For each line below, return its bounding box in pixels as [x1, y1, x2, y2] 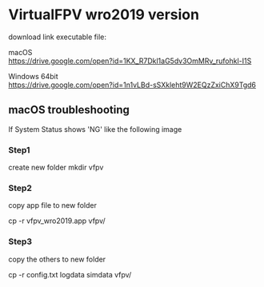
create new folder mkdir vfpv [8, 162, 104, 173]
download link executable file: [8, 32, 106, 42]
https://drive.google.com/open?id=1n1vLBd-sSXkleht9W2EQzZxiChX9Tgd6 [8, 80, 257, 90]
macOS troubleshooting [8, 103, 130, 117]
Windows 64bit [8, 71, 58, 81]
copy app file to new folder [8, 201, 98, 210]
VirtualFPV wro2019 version [8, 6, 200, 24]
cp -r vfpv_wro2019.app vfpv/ [8, 216, 106, 225]
